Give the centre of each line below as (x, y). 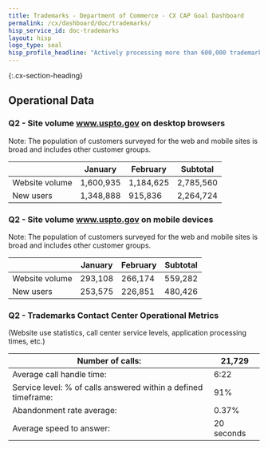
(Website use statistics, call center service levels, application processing (128, 333)
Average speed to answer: (61, 428)
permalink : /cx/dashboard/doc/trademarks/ (80, 23)
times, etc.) (27, 341)
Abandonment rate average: (65, 411)
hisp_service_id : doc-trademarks (64, 30)
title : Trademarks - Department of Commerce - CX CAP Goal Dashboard (126, 16)
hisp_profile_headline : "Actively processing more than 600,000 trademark (135, 53)
